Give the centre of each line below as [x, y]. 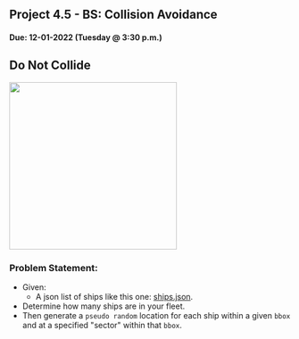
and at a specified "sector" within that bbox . [102, 326]
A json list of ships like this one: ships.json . [114, 297]
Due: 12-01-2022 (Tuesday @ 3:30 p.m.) [86, 37]
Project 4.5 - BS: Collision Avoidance [113, 15]
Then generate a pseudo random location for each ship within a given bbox [156, 316]
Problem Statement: [54, 268]
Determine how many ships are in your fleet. [104, 306]
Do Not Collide [50, 66]
